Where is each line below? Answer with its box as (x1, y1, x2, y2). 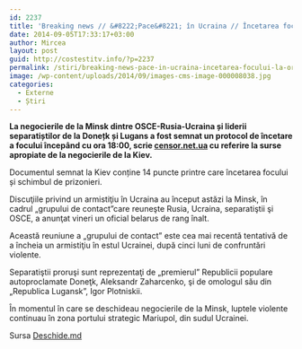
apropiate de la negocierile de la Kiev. (9, 150, 153, 161)
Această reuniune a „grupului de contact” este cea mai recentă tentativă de (9, 231, 289, 241)
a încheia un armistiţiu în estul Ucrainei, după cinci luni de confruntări (9, 240, 266, 251)
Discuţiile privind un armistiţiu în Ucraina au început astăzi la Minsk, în (9, 194, 268, 205)
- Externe (17, 88, 54, 97)
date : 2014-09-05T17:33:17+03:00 (9, 30, 135, 39)
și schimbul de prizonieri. (9, 177, 102, 188)
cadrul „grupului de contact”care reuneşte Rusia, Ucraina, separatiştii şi (9, 204, 274, 214)
